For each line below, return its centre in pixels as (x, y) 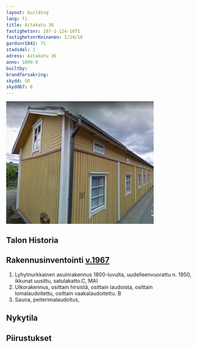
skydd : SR (18, 81)
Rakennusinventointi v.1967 (58, 260)
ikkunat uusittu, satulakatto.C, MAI (56, 280)
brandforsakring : (27, 75)
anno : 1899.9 (22, 62)
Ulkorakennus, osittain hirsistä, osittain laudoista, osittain (84, 287)
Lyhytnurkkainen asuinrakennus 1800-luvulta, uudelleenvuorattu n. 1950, (103, 275)
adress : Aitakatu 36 (32, 56)
